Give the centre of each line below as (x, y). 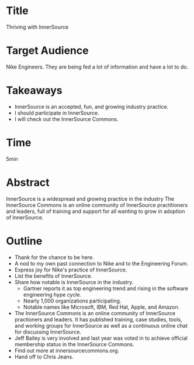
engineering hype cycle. (52, 294)
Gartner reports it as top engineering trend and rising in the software (106, 288)
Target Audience (47, 51)
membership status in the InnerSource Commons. (74, 344)
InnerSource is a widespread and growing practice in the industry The (90, 199)
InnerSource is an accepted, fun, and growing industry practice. (91, 106)
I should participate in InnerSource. (57, 113)
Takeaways (34, 90)
